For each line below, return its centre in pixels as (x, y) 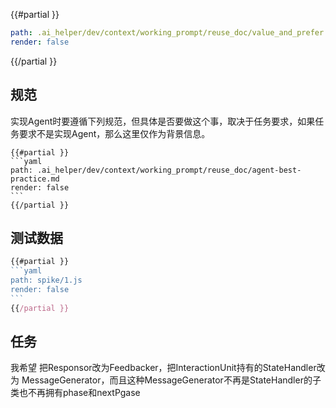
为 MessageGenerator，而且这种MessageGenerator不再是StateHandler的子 (166, 380)
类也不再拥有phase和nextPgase (75, 393)
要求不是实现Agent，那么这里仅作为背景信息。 (114, 133)
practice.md (35, 179)
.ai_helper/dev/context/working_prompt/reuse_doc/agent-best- (169, 170)
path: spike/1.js (46, 280)
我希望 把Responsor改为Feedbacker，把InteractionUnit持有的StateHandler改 (168, 368)
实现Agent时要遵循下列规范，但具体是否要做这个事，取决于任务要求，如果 (163, 121)
